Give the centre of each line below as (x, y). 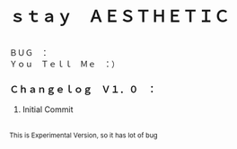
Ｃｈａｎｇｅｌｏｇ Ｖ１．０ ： (83, 89)
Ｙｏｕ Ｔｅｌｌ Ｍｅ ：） (64, 64)
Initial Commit (48, 110)
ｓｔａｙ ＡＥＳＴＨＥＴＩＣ (120, 17)
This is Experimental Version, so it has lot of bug (83, 136)
